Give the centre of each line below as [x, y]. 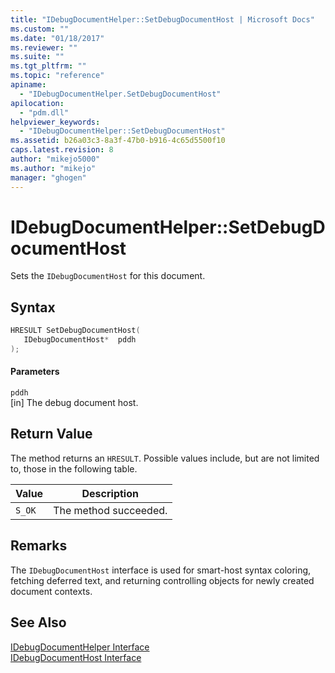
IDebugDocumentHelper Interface [80, 647]
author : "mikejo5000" [55, 159]
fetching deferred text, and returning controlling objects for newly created [162, 580]
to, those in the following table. [74, 468]
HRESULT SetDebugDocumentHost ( [75, 331]
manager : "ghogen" [48, 177]
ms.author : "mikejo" [53, 168]
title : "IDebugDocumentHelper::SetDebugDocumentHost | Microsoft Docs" [162, 19]
